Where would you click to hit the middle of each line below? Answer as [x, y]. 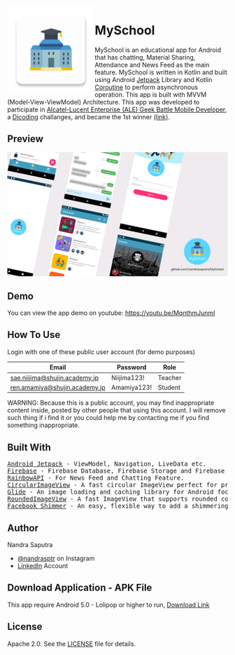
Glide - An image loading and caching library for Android [111, 492]
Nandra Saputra [30, 545]
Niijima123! [128, 377]
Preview [26, 139]
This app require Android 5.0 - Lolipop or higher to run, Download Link [108, 605]
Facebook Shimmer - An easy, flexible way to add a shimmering [118, 506]
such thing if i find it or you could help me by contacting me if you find [108, 418]
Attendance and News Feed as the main [152, 65]
